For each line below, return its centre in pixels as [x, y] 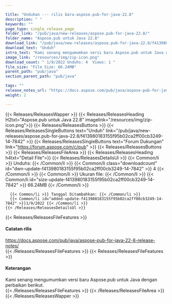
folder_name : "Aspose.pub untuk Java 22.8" [52, 38]
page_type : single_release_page [40, 29]
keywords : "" [19, 24]
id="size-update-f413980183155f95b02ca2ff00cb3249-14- [92, 179]
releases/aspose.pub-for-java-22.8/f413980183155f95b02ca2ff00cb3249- [84, 136]
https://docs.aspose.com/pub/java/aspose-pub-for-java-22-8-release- [80, 240]
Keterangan [18, 268]
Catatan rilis [19, 229]
